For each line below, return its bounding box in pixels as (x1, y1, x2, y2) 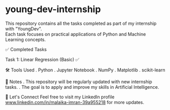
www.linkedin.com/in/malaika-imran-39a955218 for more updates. (5, 99, 145, 105)
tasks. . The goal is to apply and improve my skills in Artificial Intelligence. (5, 84, 159, 90)
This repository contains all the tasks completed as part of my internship (5, 20, 157, 26)
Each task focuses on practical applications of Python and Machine (5, 31, 146, 37)
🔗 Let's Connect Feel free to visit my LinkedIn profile (5, 94, 115, 100)
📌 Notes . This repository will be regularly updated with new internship (5, 79, 152, 85)
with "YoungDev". (5, 25, 42, 31)
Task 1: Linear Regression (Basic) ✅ (5, 56, 80, 62)
